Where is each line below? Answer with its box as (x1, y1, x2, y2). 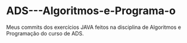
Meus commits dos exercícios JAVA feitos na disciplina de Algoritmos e (6, 24, 182, 31)
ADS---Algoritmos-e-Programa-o (6, 4, 176, 18)
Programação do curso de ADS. (6, 29, 85, 37)
